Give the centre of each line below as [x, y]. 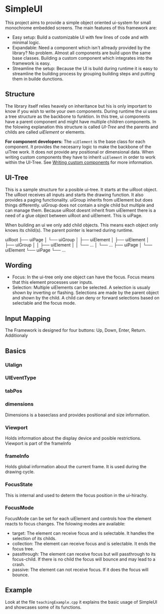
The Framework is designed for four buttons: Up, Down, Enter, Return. [76, 330]
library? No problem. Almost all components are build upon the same [81, 53]
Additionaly [17, 336]
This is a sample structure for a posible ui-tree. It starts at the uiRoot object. [81, 189]
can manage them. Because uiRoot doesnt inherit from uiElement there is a [81, 210]
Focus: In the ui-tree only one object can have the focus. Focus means [83, 277]
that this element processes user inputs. [53, 282]
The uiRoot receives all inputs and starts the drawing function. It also [74, 195]
